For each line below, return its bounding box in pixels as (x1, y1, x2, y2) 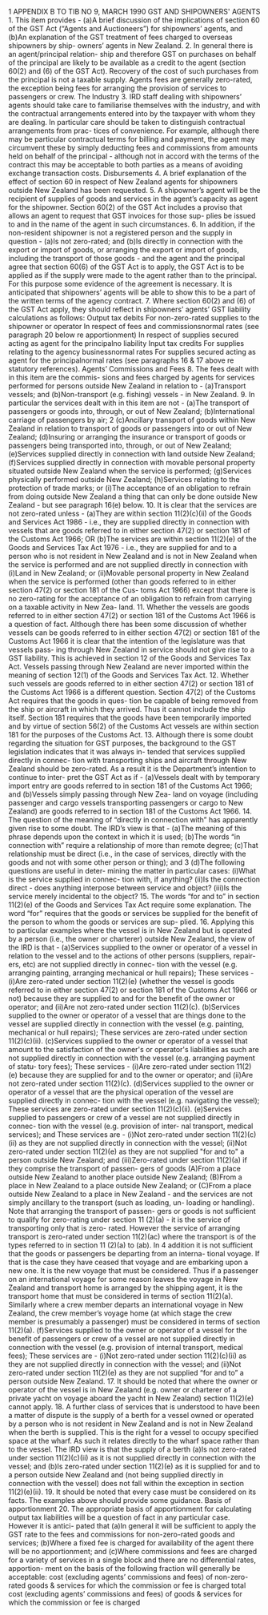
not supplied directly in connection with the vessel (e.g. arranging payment (8, 1053, 256, 1063)
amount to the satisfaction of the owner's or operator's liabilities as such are (8, 1045, 260, 1054)
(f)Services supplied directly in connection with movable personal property (8, 458, 256, 467)
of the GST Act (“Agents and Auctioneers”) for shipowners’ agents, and (8, 24, 243, 33)
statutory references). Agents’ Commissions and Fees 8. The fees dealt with (8, 364, 259, 373)
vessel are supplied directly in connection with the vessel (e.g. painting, (8, 1019, 244, 1028)
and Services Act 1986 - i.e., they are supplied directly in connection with (8, 517, 250, 527)
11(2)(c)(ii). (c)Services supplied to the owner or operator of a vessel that (8, 1036, 248, 1046)
